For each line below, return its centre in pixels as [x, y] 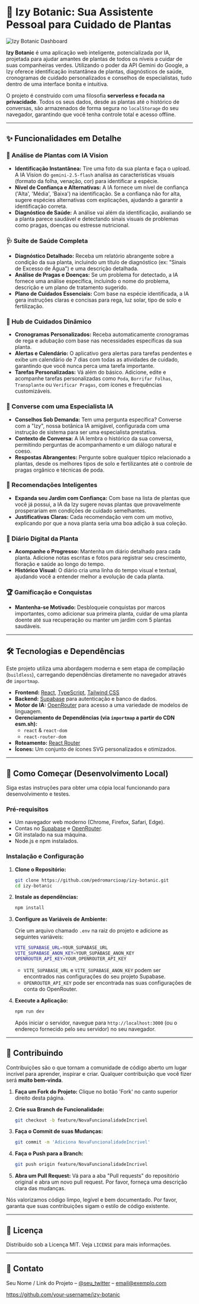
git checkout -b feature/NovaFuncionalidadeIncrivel [81, 1120]
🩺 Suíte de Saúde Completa [47, 241]
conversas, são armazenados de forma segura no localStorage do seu [92, 108]
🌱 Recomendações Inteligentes [52, 485]
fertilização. [29, 306]
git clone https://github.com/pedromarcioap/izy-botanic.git [92, 880]
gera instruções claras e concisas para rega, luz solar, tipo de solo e [98, 300]
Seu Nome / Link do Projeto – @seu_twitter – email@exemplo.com [86, 1283]
